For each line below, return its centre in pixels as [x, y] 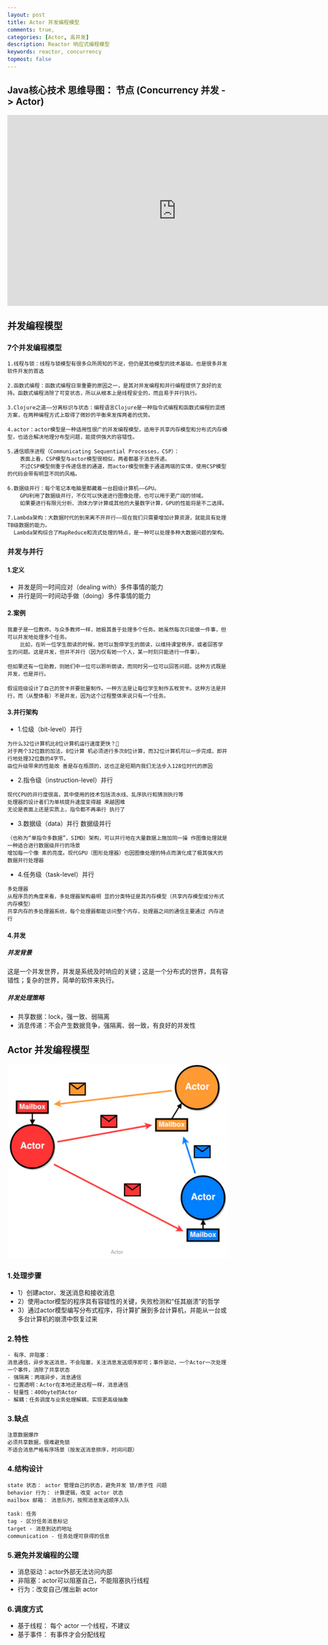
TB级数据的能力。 [29, 526]
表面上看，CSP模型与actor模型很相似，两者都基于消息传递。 [95, 459]
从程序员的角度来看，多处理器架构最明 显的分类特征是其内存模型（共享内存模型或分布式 [116, 896]
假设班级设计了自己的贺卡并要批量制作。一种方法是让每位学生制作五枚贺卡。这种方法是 [114, 688]
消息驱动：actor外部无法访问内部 [65, 1571]
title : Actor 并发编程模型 [43, 22]
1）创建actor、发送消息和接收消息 [66, 1293]
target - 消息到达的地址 [40, 1528]
